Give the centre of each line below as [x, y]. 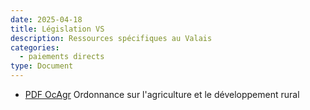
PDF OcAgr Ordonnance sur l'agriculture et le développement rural [162, 94]
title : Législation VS [57, 29]
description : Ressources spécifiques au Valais [111, 38]
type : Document [42, 66]
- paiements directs [62, 57]
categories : [35, 47]
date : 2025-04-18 [46, 19]
